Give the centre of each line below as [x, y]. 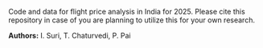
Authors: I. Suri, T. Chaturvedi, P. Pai [70, 36]
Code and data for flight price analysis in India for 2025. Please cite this [127, 12]
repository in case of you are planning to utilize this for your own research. [132, 20]
